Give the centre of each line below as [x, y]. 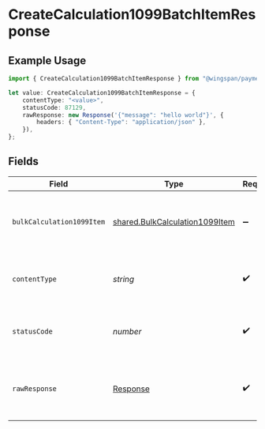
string [124, 279]
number [127, 331]
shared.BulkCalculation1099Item [174, 221]
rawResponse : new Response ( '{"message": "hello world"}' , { [123, 115]
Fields [24, 162]
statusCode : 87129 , [54, 107]
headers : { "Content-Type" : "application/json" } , [121, 122]
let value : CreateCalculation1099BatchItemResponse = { [102, 92]
